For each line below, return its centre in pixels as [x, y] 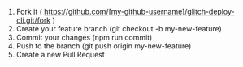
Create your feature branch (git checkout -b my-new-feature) [119, 29]
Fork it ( [29, 12]
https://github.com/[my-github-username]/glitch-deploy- [139, 12]
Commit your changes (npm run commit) [84, 37]
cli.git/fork [33, 20]
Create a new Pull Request [61, 54]
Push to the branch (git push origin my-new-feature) [104, 46]
